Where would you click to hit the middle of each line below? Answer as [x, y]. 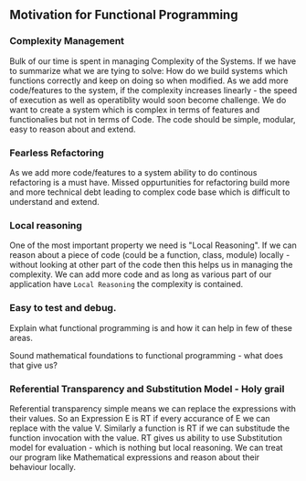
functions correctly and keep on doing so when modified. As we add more [149, 80]
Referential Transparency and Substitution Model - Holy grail [147, 389]
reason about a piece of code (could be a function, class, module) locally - [150, 255]
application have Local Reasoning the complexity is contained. [127, 284]
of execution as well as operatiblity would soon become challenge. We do [148, 100]
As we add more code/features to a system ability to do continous [133, 172]
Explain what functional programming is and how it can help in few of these [151, 327]
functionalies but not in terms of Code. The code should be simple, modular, [153, 119]
